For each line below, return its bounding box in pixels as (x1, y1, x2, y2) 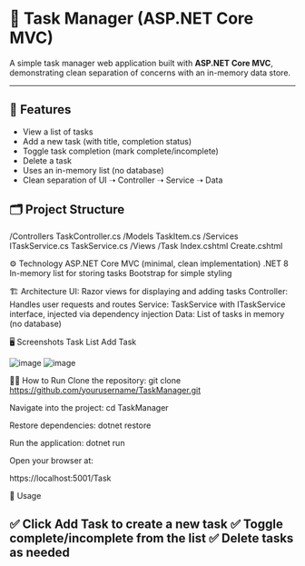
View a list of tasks (22, 126, 93, 137)
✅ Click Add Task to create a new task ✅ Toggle (9, 516, 283, 531)
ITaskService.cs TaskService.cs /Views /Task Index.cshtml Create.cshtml (9, 240, 283, 251)
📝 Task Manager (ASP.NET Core (9, 8, 254, 29)
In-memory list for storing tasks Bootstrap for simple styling (9, 267, 232, 278)
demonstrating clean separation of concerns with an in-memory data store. (9, 67, 291, 78)
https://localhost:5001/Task (9, 472, 112, 483)
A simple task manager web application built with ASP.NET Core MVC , (9, 57, 274, 68)
